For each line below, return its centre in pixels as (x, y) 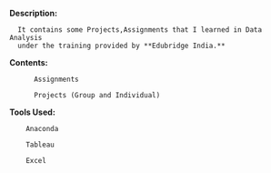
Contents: (29, 62)
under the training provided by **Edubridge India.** (121, 46)
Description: (33, 13)
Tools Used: (33, 112)
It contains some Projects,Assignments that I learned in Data (140, 30)
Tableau (40, 145)
